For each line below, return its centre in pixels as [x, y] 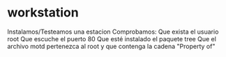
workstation [43, 13]
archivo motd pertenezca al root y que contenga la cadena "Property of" [111, 46]
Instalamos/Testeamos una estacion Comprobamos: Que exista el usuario [113, 32]
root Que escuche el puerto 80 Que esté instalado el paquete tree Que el [112, 38]
